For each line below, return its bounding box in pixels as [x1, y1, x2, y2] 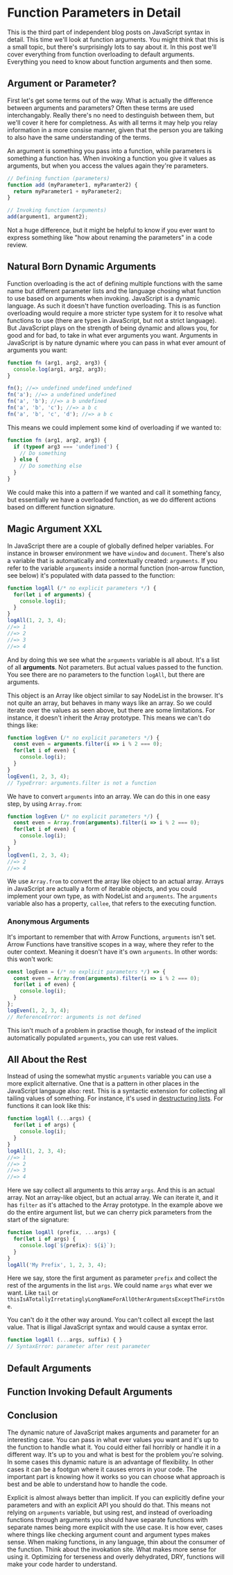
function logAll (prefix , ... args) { [7, 1229, 116, 1236]
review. [7, 241, 28, 248]
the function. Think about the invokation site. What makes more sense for [7, 1545, 217, 1553]
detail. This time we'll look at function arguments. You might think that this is [7, 35, 225, 43]
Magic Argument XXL [7, 523, 103, 535]
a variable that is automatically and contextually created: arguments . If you [7, 556, 218, 564]
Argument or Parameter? [7, 78, 116, 90]
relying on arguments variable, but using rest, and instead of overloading [7, 1508, 213, 1517]
